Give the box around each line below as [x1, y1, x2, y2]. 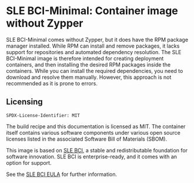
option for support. [6, 159, 52, 166]
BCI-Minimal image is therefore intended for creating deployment [6, 55, 164, 62]
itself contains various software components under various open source [6, 129, 180, 136]
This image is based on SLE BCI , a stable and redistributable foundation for [6, 147, 188, 154]
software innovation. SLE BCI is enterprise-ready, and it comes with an [6, 153, 178, 160]
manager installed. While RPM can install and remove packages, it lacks [6, 42, 180, 49]
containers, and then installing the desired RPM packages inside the [6, 61, 171, 68]
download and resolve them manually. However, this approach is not [6, 74, 172, 81]
